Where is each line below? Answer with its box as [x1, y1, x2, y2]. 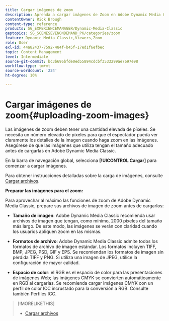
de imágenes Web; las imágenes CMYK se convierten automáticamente [12, 275, 161, 281]
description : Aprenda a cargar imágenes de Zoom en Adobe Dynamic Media [5, 12, 161, 17]
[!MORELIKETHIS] [17, 300, 55, 306]
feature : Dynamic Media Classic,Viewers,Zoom [5, 36, 102, 41]
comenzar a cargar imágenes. [5, 163, 67, 169]
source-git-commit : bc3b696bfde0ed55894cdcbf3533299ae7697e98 [5, 59, 138, 64]
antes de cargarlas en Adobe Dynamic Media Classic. [5, 147, 116, 153]
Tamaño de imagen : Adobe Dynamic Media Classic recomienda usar [12, 212, 155, 218]
